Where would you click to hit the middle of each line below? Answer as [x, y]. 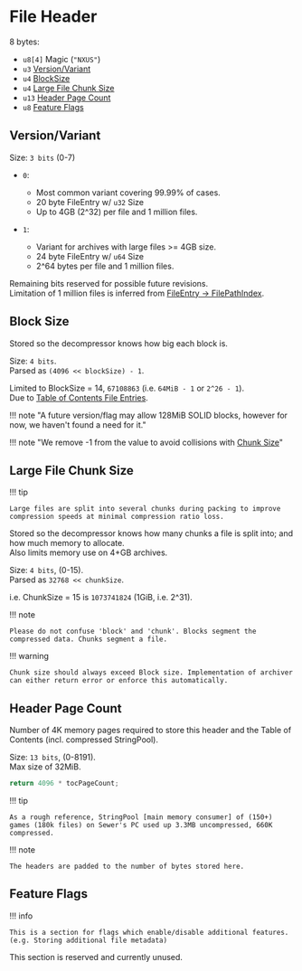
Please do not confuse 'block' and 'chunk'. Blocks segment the [133, 632]
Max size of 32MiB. [45, 767]
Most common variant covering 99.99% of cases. [128, 193]
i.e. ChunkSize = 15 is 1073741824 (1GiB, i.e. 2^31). [101, 598]
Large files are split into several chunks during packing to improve [145, 509]
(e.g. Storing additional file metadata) [89, 940]
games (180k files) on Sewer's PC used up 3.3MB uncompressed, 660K [141, 825]
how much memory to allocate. [67, 543]
